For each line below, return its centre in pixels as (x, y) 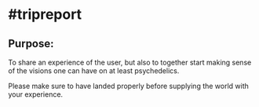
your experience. (36, 94)
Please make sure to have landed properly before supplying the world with (129, 86)
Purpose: (31, 44)
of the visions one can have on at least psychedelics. (94, 71)
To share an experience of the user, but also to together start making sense (130, 62)
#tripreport (45, 15)
